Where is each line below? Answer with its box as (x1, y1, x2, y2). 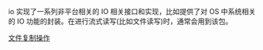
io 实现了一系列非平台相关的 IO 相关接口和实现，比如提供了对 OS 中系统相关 (8, 7, 256, 16)
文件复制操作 (8, 34, 50, 42)
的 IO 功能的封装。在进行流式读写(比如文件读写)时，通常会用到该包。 (8, 16, 233, 26)
